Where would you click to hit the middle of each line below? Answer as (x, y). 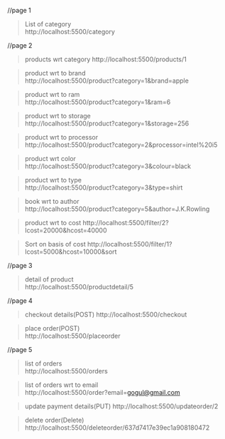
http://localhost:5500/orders (66, 371)
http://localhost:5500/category (70, 32)
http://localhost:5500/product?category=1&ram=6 (98, 102)
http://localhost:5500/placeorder (72, 336)
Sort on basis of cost (55, 244)
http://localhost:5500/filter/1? (130, 244)
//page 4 (20, 301)
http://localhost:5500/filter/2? (126, 223)
